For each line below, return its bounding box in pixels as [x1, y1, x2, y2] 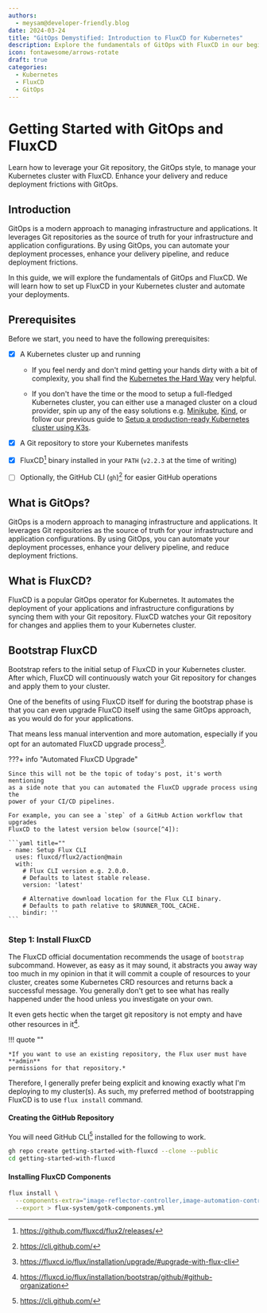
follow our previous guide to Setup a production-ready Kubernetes [31, 415, 250, 423]
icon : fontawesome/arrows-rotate [8, 48, 119, 56]
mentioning [8, 776, 44, 785]
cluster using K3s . [31, 423, 91, 432]
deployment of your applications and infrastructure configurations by [8, 604, 234, 613]
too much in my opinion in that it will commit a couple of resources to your [8, 968, 251, 978]
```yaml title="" [8, 839, 66, 847]
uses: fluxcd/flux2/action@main [15, 853, 123, 861]
